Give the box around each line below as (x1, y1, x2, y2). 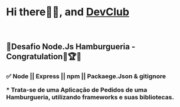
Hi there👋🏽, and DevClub (6, 5, 130, 19)
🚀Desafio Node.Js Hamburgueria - (6, 42, 136, 52)
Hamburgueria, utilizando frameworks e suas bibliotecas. (6, 93, 174, 101)
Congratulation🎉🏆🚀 (6, 52, 81, 62)
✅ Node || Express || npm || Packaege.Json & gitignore (6, 72, 166, 81)
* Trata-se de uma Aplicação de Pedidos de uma (6, 85, 148, 93)
